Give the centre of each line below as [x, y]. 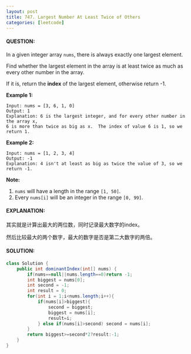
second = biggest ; [71, 307]
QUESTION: [21, 41]
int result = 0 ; [47, 291]
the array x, [22, 121]
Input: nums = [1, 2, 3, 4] [41, 153]
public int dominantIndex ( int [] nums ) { [67, 269]
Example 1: [20, 95]
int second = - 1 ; [48, 285]
